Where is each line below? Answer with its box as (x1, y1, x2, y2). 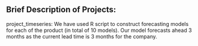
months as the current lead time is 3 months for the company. (6, 32, 158, 40)
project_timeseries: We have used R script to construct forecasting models (6, 20, 189, 27)
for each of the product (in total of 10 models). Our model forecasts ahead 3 (6, 27, 192, 34)
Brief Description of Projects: (6, 5, 117, 15)
